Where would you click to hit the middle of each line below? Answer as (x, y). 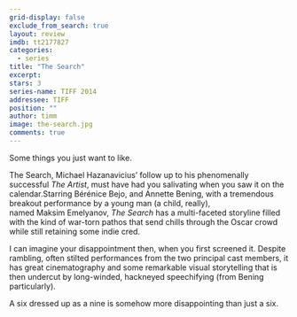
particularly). (32, 286)
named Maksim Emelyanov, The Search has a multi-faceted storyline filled (145, 213)
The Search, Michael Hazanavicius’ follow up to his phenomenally (129, 174)
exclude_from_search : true (59, 26)
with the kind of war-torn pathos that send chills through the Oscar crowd (144, 221)
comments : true (37, 133)
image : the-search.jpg (51, 125)
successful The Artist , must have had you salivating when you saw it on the (147, 184)
